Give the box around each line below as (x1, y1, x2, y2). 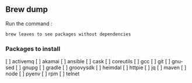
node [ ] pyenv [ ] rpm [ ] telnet (5, 70, 80, 77)
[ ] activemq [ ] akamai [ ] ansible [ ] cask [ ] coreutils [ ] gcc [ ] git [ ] (5, 58, 170, 65)
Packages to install (5, 45, 61, 53)
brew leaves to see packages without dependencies (5, 31, 131, 37)
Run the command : (5, 20, 53, 27)
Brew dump (5, 5, 48, 15)
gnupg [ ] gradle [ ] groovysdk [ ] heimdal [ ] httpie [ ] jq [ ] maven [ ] (22, 64, 187, 71)
